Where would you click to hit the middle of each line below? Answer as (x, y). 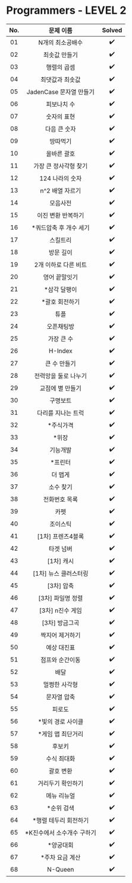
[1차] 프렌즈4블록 (61, 536)
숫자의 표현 (61, 117)
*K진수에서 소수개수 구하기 (60, 833)
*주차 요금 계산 (61, 858)
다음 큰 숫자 (61, 129)
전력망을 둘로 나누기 (61, 376)
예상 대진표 (61, 648)
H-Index (60, 351)
